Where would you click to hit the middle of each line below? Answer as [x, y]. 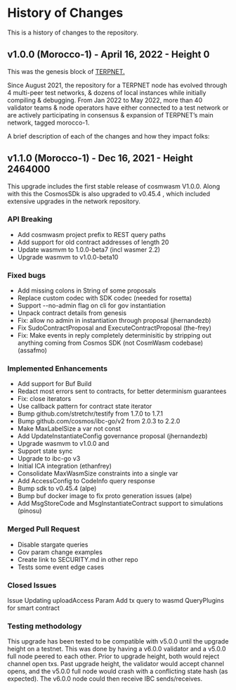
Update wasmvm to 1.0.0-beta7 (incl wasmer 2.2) [88, 249]
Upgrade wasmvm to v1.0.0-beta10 [68, 257]
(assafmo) [32, 350]
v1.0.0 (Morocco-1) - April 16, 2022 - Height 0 [109, 55]
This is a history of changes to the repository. [73, 32]
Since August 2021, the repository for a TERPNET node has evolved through [117, 85]
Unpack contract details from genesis [72, 313]
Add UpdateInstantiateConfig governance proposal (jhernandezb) [113, 436]
